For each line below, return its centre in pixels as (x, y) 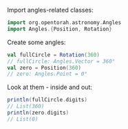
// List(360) (26, 106)
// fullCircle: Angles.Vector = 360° (61, 61)
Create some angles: (36, 42)
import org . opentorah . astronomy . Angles (64, 23)
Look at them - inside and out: (50, 87)
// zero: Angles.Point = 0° (47, 74)
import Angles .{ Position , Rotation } (60, 29)
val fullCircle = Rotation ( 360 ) (53, 54)
